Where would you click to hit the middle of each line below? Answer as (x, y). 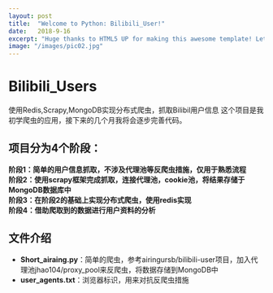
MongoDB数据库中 (40, 190)
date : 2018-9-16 (39, 31)
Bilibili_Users (53, 87)
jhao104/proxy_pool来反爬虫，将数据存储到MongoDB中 (127, 269)
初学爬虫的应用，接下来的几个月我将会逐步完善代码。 (97, 120)
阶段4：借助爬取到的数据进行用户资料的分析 (82, 210)
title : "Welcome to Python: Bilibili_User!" (87, 24)
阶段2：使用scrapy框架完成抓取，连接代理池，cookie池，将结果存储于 (127, 179)
